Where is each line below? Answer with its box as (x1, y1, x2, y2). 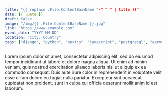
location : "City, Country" (5, 35, 61, 40)
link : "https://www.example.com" (5, 26, 75, 31)
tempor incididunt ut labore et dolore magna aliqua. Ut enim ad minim (5, 58, 147, 65)
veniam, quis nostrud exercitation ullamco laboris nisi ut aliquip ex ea (5, 64, 146, 70)
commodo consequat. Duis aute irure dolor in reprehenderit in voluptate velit (5, 69, 162, 75)
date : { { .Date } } (5, 12, 43, 17)
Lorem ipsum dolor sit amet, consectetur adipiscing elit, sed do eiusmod (5, 53, 153, 59)
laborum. (5, 85, 24, 91)
